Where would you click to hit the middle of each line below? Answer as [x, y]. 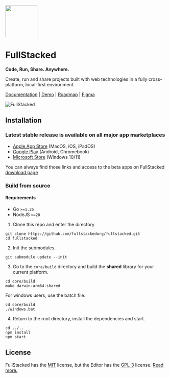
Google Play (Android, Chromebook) [51, 151]
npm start [16, 337]
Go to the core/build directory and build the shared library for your [83, 266]
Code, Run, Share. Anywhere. [37, 69]
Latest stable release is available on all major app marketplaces [85, 135]
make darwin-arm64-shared [33, 286]
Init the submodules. [34, 248]
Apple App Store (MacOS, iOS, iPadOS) [54, 146]
